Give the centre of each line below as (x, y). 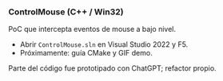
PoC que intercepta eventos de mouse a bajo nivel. (92, 29)
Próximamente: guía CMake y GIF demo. (86, 53)
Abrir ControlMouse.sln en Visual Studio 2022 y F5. (104, 44)
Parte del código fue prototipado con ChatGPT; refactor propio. (113, 68)
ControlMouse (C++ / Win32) (66, 12)
